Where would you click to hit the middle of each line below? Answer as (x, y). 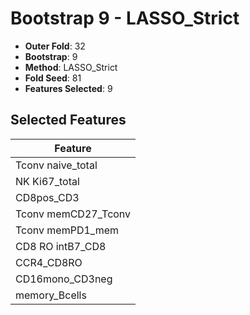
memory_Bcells (51, 295)
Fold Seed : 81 (53, 78)
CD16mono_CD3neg (64, 279)
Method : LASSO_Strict (71, 67)
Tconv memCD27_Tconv (73, 214)
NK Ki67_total (47, 181)
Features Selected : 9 (68, 88)
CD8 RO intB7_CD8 (61, 246)
